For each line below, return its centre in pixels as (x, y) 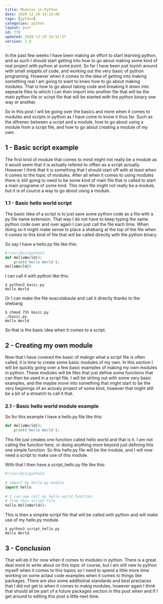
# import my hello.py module (35, 483)
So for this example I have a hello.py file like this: (54, 417)
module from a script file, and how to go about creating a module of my (76, 127)
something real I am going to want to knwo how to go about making (72, 81)
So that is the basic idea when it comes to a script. (55, 330)
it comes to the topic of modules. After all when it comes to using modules (80, 175)
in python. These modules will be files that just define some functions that (79, 373)
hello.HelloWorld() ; (26, 506)
